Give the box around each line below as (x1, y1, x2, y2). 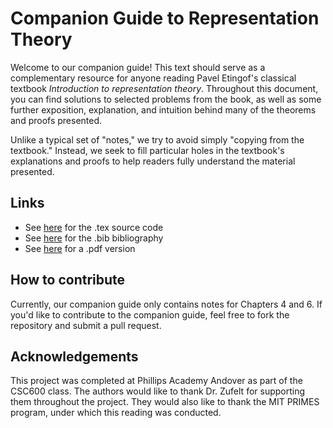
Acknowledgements (10, 348, 139, 365)
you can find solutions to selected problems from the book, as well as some (10, 93, 322, 105)
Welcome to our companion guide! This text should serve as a (10, 61, 266, 73)
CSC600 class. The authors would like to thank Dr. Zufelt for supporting (10, 385, 306, 397)
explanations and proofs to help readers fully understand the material (10, 155, 296, 167)
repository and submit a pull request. (10, 319, 162, 331)
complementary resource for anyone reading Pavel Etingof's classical (10, 72, 297, 84)
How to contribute (10, 272, 126, 289)
